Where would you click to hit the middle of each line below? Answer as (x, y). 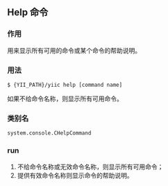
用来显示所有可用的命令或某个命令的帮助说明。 (74, 50)
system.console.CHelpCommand (49, 133)
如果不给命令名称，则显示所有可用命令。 (65, 99)
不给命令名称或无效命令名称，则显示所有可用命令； (90, 167)
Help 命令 (28, 12)
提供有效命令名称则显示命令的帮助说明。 (75, 175)
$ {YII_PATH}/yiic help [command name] (65, 85)
